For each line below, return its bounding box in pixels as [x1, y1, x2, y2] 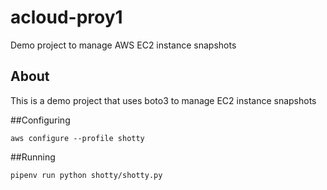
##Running [10, 151, 56, 163]
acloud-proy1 [10, 6, 123, 29]
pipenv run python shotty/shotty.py [10, 170, 163, 180]
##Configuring [10, 114, 71, 126]
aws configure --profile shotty [10, 133, 145, 143]
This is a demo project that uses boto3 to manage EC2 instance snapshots [10, 94, 317, 106]
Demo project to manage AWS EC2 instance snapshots [10, 39, 237, 51]
